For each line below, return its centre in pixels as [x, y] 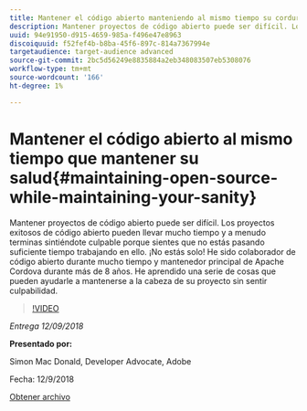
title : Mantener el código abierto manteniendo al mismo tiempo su [141, 18]
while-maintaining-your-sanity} [133, 197]
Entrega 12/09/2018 [47, 326]
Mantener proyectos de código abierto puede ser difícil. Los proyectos [142, 222]
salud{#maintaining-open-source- [144, 178]
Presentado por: [41, 343]
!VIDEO [45, 308]
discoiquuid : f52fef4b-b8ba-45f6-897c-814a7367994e [110, 43]
